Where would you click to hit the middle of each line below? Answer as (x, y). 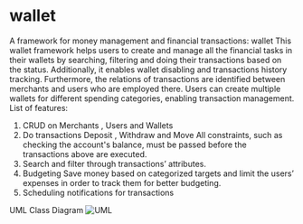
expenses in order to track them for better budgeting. (122, 182)
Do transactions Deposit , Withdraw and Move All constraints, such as (152, 135)
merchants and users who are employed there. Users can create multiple (145, 89)
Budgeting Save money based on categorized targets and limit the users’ (158, 173)
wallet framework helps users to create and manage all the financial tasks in (151, 50)
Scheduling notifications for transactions (98, 192)
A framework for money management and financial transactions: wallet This (151, 41)
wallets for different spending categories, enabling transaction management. (152, 98)
